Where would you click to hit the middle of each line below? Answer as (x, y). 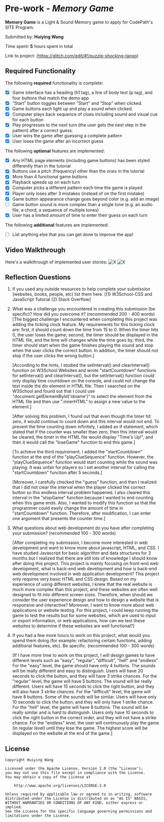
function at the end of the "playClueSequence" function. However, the (83, 457)
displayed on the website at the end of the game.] (62, 733)
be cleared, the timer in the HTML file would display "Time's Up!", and (82, 437)
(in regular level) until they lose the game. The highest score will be (80, 728)
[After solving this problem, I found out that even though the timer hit (81, 416)
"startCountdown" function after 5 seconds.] (57, 472)
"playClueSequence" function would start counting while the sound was (85, 462)
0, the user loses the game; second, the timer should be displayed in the (85, 335)
